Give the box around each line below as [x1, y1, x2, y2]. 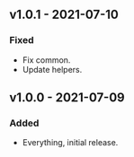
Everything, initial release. [22, 137, 119, 148]
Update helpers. [22, 64, 83, 74]
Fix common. [22, 54, 71, 65]
